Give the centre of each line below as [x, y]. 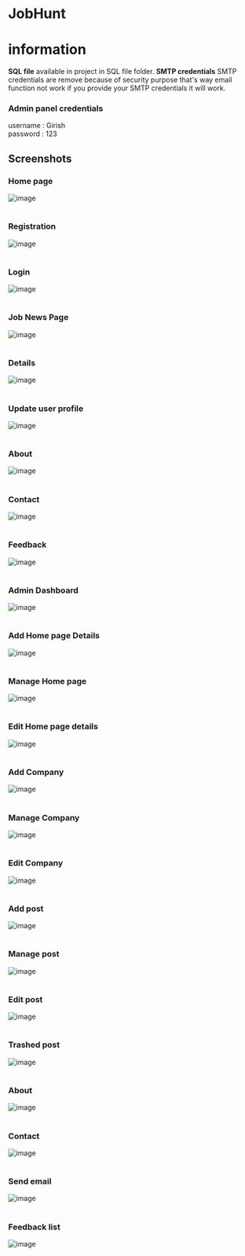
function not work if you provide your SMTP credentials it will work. [117, 88]
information [47, 50]
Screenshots [40, 158]
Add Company [36, 773]
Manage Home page [48, 681]
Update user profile [46, 408]
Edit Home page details [53, 726]
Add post [26, 909]
